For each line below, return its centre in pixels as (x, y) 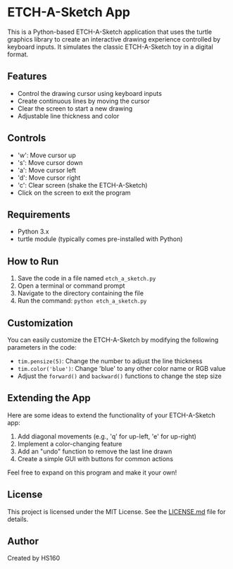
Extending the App (49, 398)
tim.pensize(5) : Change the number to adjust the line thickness (110, 361)
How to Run (33, 261)
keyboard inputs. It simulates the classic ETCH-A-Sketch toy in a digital (110, 47)
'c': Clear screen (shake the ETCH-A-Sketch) (82, 185)
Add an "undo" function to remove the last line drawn (95, 451)
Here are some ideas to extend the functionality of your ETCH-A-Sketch (112, 415)
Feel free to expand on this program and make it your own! (92, 472)
